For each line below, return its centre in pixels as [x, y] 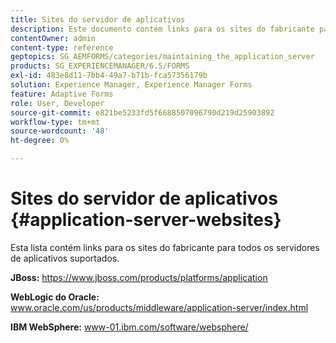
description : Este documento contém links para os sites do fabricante [162, 29]
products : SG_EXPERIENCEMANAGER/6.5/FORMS [100, 66]
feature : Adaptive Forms [62, 94]
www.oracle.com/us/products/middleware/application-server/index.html [159, 307]
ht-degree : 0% [40, 141]
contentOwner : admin [53, 38]
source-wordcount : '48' [60, 131]
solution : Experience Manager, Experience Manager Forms [131, 85]
